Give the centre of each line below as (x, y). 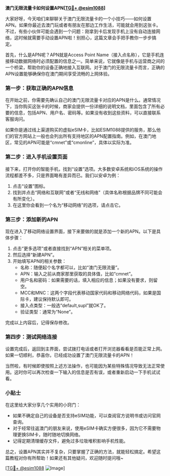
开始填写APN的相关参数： (39, 261)
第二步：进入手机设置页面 (36, 157)
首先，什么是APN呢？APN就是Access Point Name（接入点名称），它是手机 (83, 55)
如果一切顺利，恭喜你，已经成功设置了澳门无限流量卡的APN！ (70, 355)
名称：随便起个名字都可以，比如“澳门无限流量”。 (71, 267)
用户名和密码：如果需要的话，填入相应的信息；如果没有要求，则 (87, 280)
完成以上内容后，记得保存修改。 (38, 322)
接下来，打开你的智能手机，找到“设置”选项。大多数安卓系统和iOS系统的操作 (84, 169)
